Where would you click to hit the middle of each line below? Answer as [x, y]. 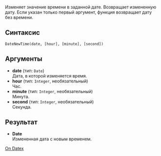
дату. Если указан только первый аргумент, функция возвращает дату [79, 12]
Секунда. [22, 107]
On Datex [14, 149]
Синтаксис [22, 33]
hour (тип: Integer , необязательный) [50, 81]
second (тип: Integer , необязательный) [53, 101]
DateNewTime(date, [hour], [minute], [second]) [54, 44]
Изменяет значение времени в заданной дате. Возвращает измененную [81, 7]
